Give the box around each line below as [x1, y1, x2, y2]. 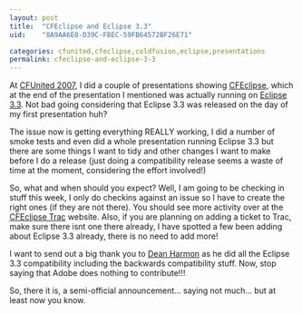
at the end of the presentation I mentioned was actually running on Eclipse [9, 90, 287, 101]
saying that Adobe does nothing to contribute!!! [9, 268, 186, 279]
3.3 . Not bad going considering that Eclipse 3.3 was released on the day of [9, 99, 288, 110]
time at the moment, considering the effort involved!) [9, 165, 207, 176]
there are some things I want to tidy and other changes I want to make [9, 146, 271, 157]
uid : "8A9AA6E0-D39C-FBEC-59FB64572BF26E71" [9, 30, 193, 39]
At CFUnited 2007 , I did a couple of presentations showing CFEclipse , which [9, 80, 294, 91]
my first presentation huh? [9, 109, 108, 120]
